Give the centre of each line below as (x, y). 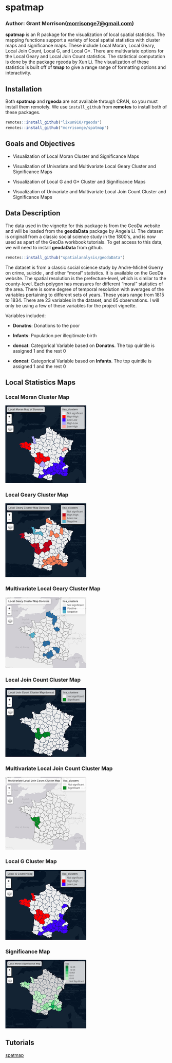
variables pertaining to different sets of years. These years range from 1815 (85, 295)
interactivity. (18, 73)
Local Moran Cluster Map (37, 397)
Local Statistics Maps (41, 382)
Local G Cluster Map (31, 862)
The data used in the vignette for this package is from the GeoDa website (83, 226)
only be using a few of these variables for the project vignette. (71, 305)
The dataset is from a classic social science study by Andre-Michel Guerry (84, 267)
